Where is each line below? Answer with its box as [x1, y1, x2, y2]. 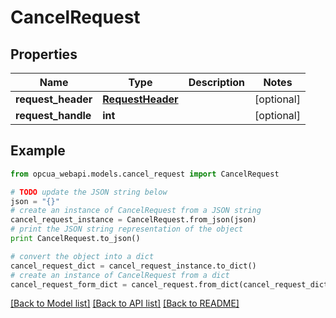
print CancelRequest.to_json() [10, 234, 141, 244]
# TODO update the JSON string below [10, 187, 168, 197]
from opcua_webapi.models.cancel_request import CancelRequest [10, 169, 280, 179]
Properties [10, 46, 78, 63]
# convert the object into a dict [10, 251, 155, 261]
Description [188, 76, 246, 89]
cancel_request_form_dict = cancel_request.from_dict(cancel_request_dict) [10, 279, 333, 290]
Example [10, 142, 66, 160]
